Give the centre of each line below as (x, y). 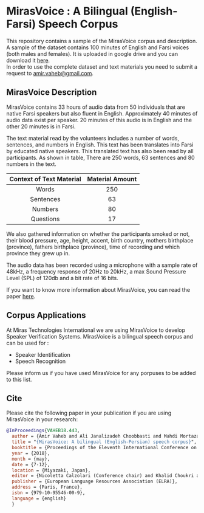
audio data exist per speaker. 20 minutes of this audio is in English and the (99, 120)
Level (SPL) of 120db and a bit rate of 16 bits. (62, 278)
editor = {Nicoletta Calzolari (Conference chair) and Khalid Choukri (103, 476)
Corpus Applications (46, 315)
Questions (45, 219)
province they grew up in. (38, 253)
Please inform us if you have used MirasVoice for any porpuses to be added (101, 373)
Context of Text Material (45, 179)
